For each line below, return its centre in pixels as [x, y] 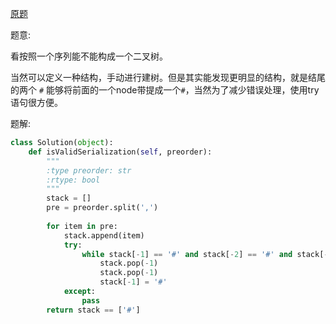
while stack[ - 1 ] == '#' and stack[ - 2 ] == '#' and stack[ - [205, 254]
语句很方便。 [36, 102]
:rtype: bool [73, 180]
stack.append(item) [104, 235]
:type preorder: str [89, 170]
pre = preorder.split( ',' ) [102, 208]
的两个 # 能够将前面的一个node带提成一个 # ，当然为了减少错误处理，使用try [165, 90]
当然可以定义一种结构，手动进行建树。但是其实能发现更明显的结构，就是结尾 [168, 77]
